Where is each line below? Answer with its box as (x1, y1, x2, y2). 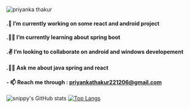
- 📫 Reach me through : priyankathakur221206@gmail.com (6, 78, 162, 85)
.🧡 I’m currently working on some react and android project (6, 20, 160, 27)
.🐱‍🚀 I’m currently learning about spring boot (6, 34, 121, 41)
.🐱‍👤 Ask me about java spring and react (6, 64, 108, 71)
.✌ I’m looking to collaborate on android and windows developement (6, 48, 184, 55)
